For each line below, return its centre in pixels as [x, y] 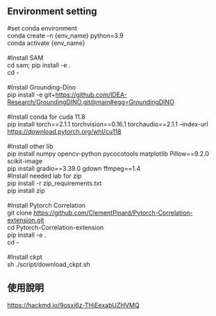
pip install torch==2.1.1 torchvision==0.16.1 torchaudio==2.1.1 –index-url [108, 124]
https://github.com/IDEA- [91, 94]
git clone [20, 213]
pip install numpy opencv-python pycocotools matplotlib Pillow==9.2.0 [108, 153]
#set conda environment [42, 28]
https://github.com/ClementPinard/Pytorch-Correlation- [113, 213]
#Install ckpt [25, 257]
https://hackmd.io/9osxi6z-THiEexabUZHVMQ [74, 305]
